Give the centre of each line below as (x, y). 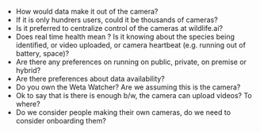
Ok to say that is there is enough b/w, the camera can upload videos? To (134, 95)
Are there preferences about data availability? (90, 79)
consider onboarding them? (61, 121)
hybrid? (28, 70)
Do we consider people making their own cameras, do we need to (123, 112)
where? (28, 104)
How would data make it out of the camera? (87, 11)
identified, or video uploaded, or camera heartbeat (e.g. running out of (130, 45)
